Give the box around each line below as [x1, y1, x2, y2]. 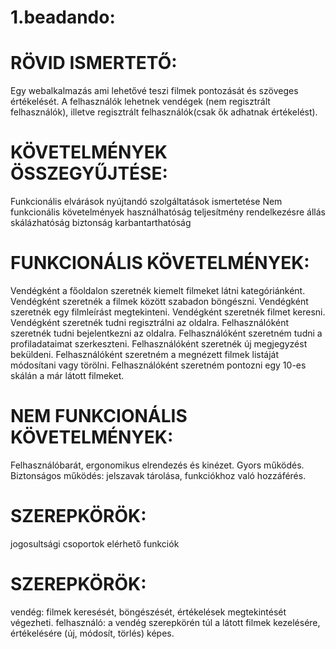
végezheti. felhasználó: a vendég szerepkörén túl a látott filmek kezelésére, [10, 616, 321, 628]
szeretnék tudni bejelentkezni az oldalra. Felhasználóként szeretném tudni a [10, 327, 323, 339]
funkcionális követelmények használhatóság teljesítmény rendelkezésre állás [10, 206, 327, 218]
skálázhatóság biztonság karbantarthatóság [10, 217, 192, 229]
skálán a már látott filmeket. [10, 370, 125, 381]
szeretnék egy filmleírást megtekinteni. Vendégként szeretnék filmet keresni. [10, 306, 326, 318]
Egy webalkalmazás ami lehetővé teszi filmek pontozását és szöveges [10, 85, 299, 97]
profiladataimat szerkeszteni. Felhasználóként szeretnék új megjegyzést [10, 338, 308, 350]
